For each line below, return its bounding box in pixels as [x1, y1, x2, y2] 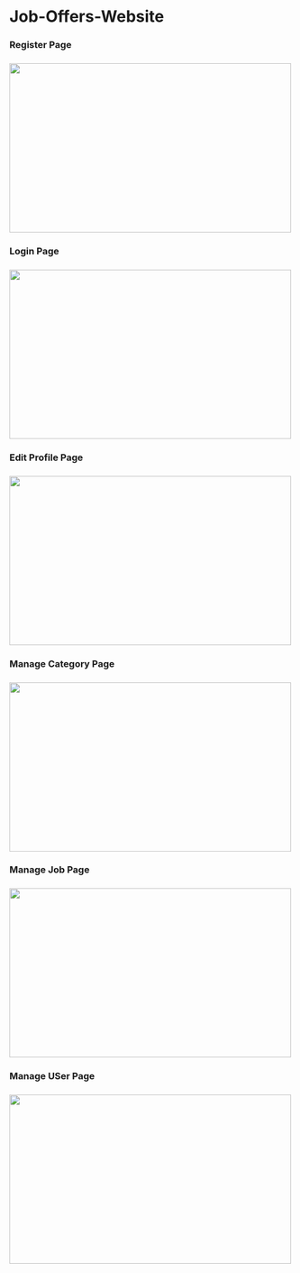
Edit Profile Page [9, 451, 84, 464]
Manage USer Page [9, 1070, 95, 1083]
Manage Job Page [9, 863, 90, 876]
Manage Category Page [9, 657, 115, 669]
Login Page [9, 244, 60, 257]
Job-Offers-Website [9, 6, 165, 27]
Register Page [9, 39, 72, 51]
